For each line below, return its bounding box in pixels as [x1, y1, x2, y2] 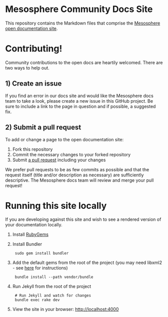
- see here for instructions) [12, 265, 68, 271]
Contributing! [5, 43, 62, 55]
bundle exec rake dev [14, 297, 60, 302]
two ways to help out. [5, 65, 50, 71]
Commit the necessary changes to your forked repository [12, 151, 131, 157]
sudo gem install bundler [14, 251, 69, 256]
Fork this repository [12, 146, 53, 152]
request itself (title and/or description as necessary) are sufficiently [5, 172, 144, 178]
